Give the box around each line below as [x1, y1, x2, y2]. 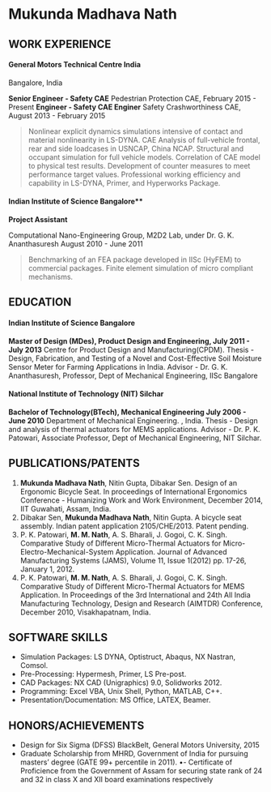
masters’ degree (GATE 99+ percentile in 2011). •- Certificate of [19, 757, 233, 767]
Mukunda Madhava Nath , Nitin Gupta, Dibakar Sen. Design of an [19, 477, 237, 487]
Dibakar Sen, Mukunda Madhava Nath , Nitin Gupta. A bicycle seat [19, 512, 242, 522]
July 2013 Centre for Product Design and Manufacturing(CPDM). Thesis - [8, 345, 255, 354]
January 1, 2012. [19, 564, 75, 574]
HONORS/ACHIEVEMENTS [8, 718, 145, 732]
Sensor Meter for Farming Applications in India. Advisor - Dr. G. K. [8, 362, 228, 371]
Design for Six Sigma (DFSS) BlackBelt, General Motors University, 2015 [19, 740, 260, 750]
